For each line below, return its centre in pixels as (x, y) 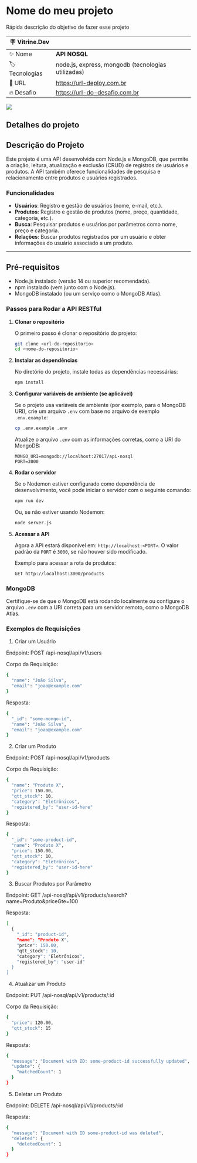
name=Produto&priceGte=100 (42, 901)
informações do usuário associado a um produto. (74, 243)
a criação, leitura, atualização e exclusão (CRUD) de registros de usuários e (97, 165)
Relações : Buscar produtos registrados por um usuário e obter (90, 237)
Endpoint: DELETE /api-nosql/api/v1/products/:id (64, 1105)
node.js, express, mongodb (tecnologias (111, 65)
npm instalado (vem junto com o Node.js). (65, 287)
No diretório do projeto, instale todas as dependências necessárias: (96, 372)
